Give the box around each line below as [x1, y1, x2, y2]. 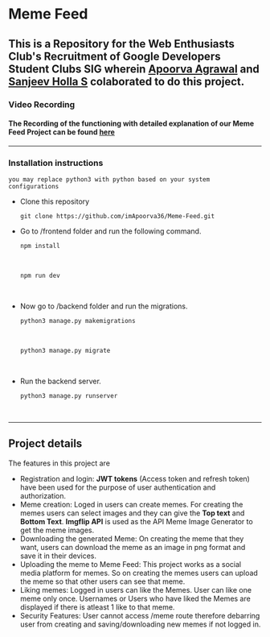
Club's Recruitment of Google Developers [8, 49, 221, 63]
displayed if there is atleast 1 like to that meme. [19, 602, 175, 612]
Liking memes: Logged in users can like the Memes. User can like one [19, 585, 252, 594]
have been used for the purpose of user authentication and [19, 482, 216, 492]
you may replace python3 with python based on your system [8, 176, 211, 184]
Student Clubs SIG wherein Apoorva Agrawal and [8, 62, 260, 76]
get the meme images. [19, 525, 95, 535]
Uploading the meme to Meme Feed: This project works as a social [19, 559, 242, 569]
